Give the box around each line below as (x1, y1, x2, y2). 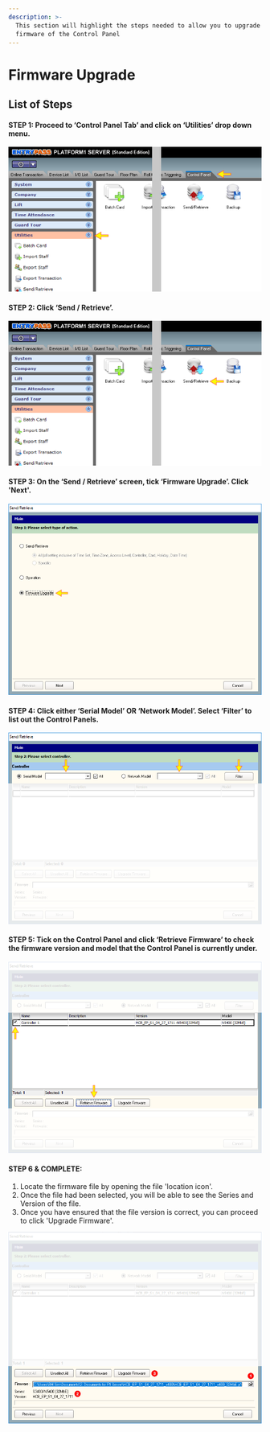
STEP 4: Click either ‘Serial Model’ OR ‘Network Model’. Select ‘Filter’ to (8, 706, 252, 715)
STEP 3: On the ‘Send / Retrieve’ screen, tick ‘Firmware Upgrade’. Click (8, 476, 249, 486)
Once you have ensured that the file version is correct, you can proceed (19, 1208, 259, 1217)
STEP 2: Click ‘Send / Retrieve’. (8, 302, 114, 312)
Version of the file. (19, 1199, 82, 1208)
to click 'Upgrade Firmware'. (19, 1216, 114, 1226)
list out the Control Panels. (8, 714, 99, 724)
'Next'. (8, 485, 32, 495)
